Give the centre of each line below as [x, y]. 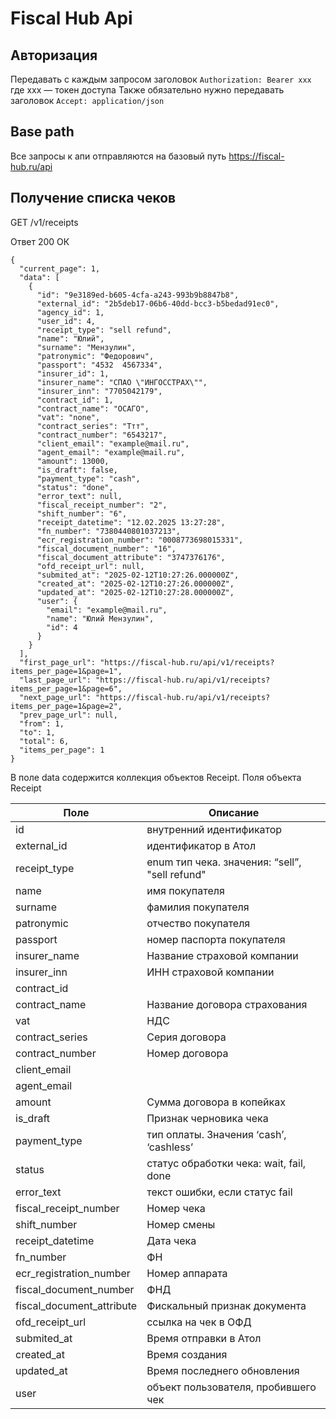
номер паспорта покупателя [216, 939]
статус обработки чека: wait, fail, [226, 1163]
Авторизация [54, 55]
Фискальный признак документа [226, 1305]
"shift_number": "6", [82, 513]
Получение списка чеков [93, 198]
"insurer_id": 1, [73, 373]
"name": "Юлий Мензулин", [100, 618]
